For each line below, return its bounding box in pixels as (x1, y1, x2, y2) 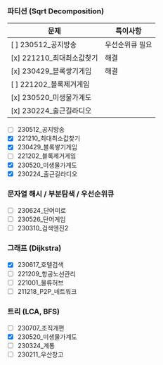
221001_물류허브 (17, 278, 64, 287)
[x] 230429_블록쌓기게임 (11, 66, 92, 76)
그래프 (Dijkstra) (7, 243, 62, 253)
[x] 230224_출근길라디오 (11, 106, 92, 116)
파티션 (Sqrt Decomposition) (7, 6, 104, 16)
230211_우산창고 (17, 350, 64, 359)
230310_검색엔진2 (17, 224, 69, 233)
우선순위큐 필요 (105, 40, 152, 50)
